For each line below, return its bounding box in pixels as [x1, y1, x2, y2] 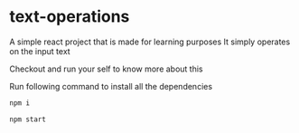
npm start [9, 115, 47, 124]
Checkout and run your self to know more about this [9, 63, 203, 74]
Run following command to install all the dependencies [9, 81, 213, 91]
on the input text [9, 45, 70, 56]
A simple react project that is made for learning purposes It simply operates [9, 36, 291, 47]
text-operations [9, 6, 130, 27]
